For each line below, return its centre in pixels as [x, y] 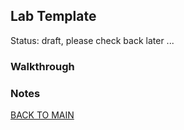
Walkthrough [42, 66]
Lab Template [53, 16]
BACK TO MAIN [42, 115]
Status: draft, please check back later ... [92, 40]
